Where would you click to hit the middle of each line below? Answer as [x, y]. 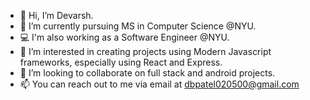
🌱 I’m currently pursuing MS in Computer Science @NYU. [138, 26]
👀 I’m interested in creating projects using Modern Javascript [145, 51]
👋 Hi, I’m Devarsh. [56, 15]
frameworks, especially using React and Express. [121, 62]
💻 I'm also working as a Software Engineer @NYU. [124, 37]
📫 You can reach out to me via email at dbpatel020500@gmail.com [159, 84]
